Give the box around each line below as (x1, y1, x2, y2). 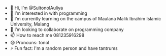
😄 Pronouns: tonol (10, 40, 50, 45)
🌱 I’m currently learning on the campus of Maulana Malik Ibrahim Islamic (10, 16, 161, 21)
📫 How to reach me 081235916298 (10, 32, 85, 38)
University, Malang (10, 21, 50, 27)
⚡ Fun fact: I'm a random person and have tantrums (10, 45, 118, 51)
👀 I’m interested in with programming (10, 10, 87, 16)
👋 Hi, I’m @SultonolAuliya (10, 5, 63, 11)
